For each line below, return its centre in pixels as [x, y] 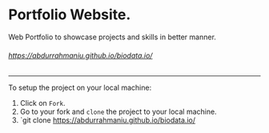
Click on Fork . [42, 103]
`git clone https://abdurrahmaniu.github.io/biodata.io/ [108, 120]
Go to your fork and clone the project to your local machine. [118, 112]
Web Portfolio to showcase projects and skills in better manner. [112, 37]
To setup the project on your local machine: [80, 88]
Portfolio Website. [70, 15]
